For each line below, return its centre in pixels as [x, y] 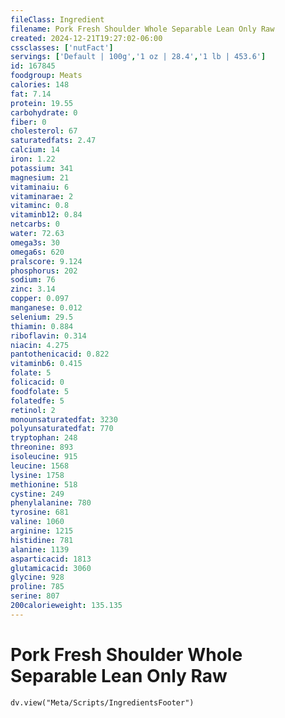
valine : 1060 [37, 522]
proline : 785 [37, 587]
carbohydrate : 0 [44, 112]
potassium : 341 [42, 168]
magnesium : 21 [40, 177]
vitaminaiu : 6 [40, 187]
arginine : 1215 [42, 531]
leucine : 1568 [40, 466]
